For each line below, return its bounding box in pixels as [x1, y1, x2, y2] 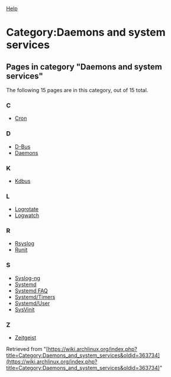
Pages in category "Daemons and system [6, 61, 163, 71]
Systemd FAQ [14, 287, 49, 294]
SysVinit [14, 305, 35, 313]
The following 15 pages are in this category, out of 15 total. [6, 87, 149, 93]
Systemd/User [14, 300, 50, 307]
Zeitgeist [14, 334, 37, 342]
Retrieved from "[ [6, 346, 49, 353]
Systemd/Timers [14, 293, 56, 300]
